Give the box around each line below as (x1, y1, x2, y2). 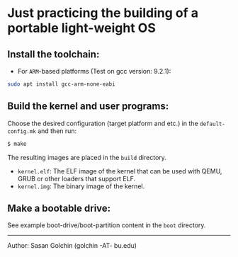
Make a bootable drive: (7, 202, 111, 214)
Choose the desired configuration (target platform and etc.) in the (7, 119, 198, 127)
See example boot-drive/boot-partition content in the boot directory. (7, 221, 206, 229)
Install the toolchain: (7, 48, 100, 60)
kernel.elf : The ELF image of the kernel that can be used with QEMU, (17, 166, 222, 175)
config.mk (7, 127, 37, 135)
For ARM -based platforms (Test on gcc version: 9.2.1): (17, 67, 171, 75)
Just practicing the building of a (7, 5, 198, 21)
